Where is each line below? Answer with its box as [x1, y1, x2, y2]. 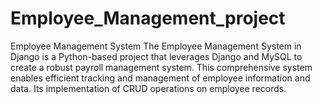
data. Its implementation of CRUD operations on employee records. [10, 82, 287, 94]
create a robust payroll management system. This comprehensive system [10, 61, 313, 73]
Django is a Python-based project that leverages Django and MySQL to [10, 50, 303, 62]
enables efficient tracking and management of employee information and [10, 72, 311, 84]
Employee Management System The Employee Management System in [10, 40, 302, 52]
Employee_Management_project [10, 7, 286, 30]
